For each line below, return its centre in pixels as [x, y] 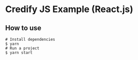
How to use [23, 28]
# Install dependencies [30, 39]
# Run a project [22, 48]
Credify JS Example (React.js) [69, 9]
